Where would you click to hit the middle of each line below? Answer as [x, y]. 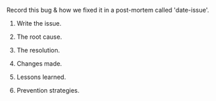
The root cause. [39, 37]
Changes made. [39, 64]
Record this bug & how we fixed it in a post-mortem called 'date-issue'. [108, 10]
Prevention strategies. [48, 90]
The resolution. [38, 50]
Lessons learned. [41, 77]
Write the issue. [39, 23]
